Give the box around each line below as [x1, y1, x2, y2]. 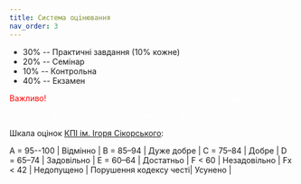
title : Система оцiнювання [9, 13, 111, 23]
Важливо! [9, 92, 47, 104]
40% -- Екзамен [22, 75, 86, 86]
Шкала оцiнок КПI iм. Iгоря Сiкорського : [9, 127, 165, 138]
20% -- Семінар [22, 56, 85, 67]
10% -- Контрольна [22, 65, 97, 77]
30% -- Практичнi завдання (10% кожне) [22, 46, 181, 57]
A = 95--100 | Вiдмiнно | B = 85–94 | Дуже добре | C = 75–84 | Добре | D [9, 145, 287, 156]
